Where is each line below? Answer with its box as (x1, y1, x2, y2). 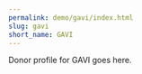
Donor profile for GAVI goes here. (8, 55, 132, 66)
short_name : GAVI (8, 30, 74, 39)
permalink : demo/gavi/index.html (8, 13, 134, 23)
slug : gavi (8, 22, 49, 31)
